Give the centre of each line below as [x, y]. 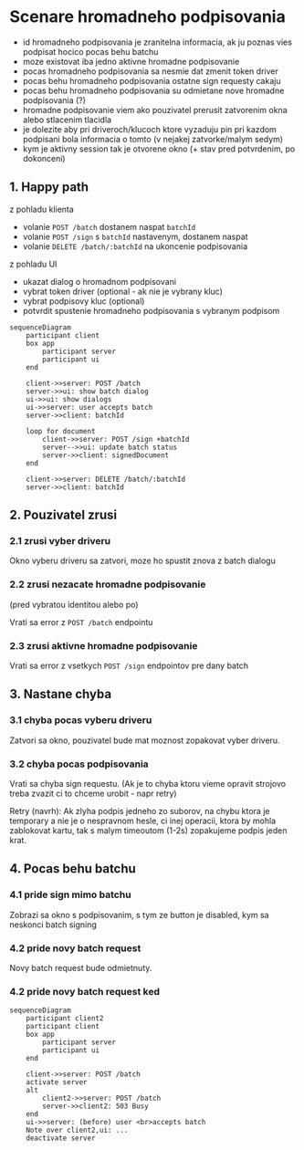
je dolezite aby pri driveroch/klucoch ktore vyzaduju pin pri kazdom [149, 129]
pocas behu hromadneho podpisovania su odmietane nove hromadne [153, 90]
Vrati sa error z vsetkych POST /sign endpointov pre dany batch [129, 666]
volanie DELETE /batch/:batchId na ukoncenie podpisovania [135, 246]
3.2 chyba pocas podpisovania [79, 764]
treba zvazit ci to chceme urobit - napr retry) [93, 794]
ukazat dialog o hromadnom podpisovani [99, 281]
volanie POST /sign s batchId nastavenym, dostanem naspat [135, 236]
